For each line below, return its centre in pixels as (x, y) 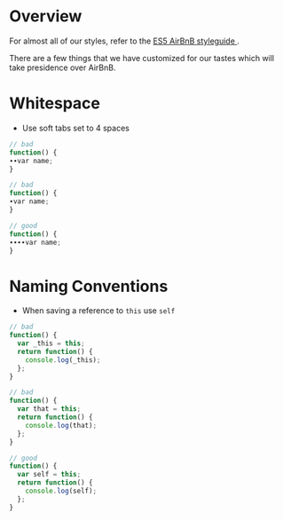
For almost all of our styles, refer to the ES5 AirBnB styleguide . (124, 41)
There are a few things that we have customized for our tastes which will (142, 58)
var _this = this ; (51, 343)
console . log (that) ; (61, 425)
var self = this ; (49, 475)
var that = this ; (49, 409)
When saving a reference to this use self (98, 311)
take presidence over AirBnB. (63, 67)
